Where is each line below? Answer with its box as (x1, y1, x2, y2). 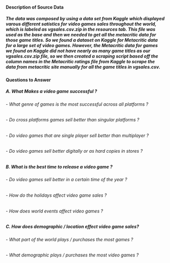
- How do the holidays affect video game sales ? (6, 192, 107, 198)
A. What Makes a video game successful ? (6, 89, 97, 95)
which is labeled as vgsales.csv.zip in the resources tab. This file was (6, 26, 155, 32)
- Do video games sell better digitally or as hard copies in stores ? (6, 148, 143, 154)
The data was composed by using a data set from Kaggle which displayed (6, 16, 165, 22)
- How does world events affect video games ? (6, 208, 103, 214)
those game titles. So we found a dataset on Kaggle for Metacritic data (6, 37, 158, 43)
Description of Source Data (6, 4, 64, 10)
